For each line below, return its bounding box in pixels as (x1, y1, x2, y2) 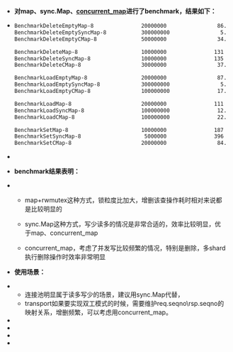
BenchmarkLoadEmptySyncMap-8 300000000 (13, 81, 170, 88)
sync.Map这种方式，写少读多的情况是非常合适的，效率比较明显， (24, 220, 215, 229)
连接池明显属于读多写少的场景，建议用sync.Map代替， (24, 290, 184, 299)
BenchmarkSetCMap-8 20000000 (13, 140, 167, 147)
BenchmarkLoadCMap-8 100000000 (13, 114, 170, 121)
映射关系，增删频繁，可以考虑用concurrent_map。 (24, 308, 172, 317)
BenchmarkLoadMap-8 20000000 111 (13, 100, 225, 107)
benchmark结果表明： (13, 167, 80, 176)
